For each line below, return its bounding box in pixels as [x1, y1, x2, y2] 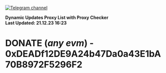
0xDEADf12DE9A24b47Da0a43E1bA [5, 48, 161, 60]
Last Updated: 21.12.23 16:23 [5, 20, 67, 26]
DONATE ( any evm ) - [5, 38, 94, 49]
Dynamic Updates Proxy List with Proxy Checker [5, 15, 109, 20]
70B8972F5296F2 [5, 59, 82, 70]
